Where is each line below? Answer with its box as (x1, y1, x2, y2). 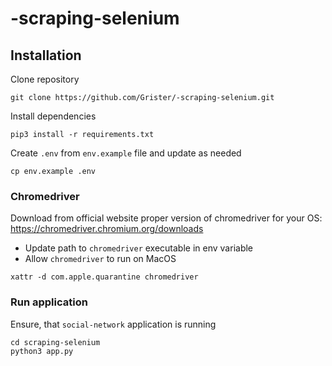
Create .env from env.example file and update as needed (10, 147, 242, 159)
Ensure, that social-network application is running (10, 318, 217, 330)
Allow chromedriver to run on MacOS (24, 253, 177, 265)
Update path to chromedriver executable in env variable (24, 242, 254, 254)
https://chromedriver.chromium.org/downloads (10, 223, 204, 235)
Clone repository (10, 73, 80, 85)
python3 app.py (10, 346, 74, 356)
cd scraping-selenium (10, 337, 101, 347)
